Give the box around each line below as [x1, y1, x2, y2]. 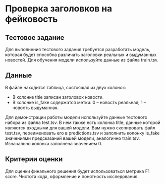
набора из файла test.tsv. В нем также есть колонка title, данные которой [5, 120, 161, 125]
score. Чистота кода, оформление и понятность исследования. [5, 173, 139, 179]
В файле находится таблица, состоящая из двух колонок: [5, 84, 126, 90]
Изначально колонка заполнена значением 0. [5, 140, 103, 146]
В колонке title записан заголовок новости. [12, 94, 104, 100]
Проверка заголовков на [5, 3, 112, 14]
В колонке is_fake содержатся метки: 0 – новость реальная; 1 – [12, 99, 146, 105]
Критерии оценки [5, 155, 63, 164]
